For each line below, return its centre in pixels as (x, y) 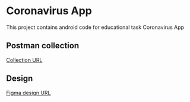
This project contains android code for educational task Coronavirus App (95, 27)
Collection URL (24, 60)
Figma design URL (28, 93)
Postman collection (42, 46)
